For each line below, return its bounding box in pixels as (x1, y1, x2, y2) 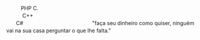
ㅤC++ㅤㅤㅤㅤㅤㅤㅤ (17, 12, 67, 19)
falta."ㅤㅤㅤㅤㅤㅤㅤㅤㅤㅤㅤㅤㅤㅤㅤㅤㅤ (96, 27, 194, 34)
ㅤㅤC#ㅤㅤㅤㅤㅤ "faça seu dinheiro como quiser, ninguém (6, 20, 195, 26)
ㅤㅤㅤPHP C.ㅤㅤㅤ (6, 5, 53, 11)
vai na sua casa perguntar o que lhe (6, 27, 95, 34)
